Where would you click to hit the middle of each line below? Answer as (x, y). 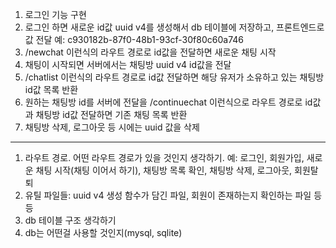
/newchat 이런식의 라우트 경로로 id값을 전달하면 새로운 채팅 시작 (150, 52)
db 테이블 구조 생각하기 (70, 220)
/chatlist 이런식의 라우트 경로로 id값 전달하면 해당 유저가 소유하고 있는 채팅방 (174, 77)
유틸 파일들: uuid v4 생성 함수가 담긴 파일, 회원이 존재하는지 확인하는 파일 (168, 195)
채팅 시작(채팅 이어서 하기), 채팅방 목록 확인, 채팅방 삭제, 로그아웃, (164, 170)
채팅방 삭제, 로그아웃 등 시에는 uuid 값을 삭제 (112, 127)
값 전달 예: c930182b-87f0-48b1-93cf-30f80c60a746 (134, 39)
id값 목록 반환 (51, 89)
